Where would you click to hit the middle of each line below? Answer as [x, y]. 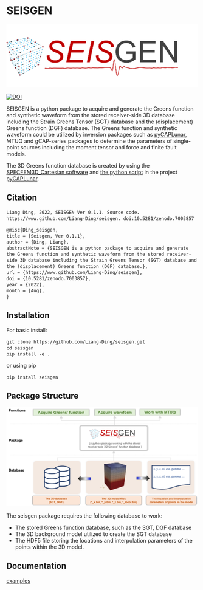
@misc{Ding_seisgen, [33, 230]
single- [182, 141]
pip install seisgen [33, 377]
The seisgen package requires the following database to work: [84, 516]
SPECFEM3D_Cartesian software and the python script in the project [92, 172]
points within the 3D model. [49, 547]
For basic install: [27, 330]
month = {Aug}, [26, 290]
